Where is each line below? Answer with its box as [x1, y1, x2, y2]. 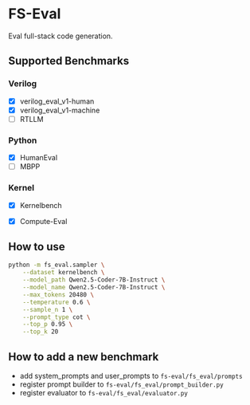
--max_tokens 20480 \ [22, 290, 94, 299]
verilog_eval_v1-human [19, 96, 95, 106]
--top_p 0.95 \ [22, 320, 73, 328]
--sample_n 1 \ [22, 305, 73, 313]
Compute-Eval [19, 216, 68, 226]
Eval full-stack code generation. [8, 31, 113, 41]
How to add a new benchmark [8, 350, 159, 364]
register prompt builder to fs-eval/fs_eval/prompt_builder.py [19, 379, 225, 389]
